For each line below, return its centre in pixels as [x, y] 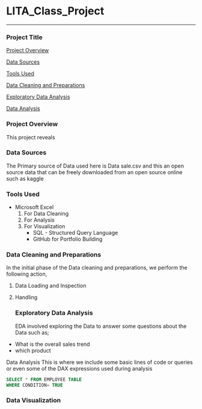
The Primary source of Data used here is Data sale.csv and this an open [95, 166]
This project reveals [31, 137]
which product [33, 350]
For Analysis [39, 220]
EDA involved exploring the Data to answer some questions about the [101, 326]
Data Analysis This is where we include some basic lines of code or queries [100, 362]
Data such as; [32, 332]
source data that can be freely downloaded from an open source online [94, 172]
